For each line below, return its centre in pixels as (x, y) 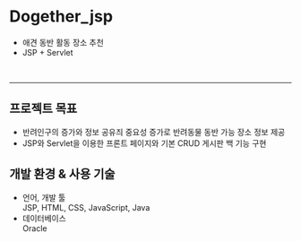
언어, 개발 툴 (44, 197)
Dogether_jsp (61, 17)
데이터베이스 (44, 218)
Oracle (34, 228)
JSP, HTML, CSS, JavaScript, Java (86, 207)
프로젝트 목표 (43, 109)
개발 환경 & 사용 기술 (62, 174)
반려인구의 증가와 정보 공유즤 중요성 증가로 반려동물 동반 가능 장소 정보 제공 (154, 132)
